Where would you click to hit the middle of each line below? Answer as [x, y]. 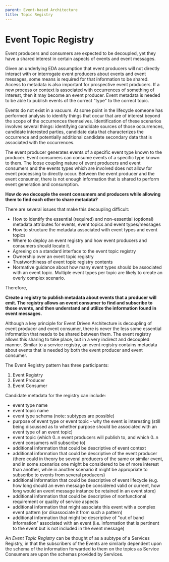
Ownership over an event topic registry [53, 257]
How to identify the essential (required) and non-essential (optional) [83, 219]
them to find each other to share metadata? [52, 200]
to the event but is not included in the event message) [68, 528]
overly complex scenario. [39, 278]
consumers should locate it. [41, 246]
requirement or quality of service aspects [55, 502]
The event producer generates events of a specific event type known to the [84, 152]
